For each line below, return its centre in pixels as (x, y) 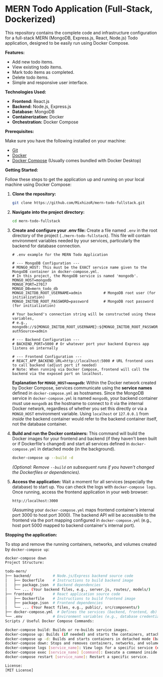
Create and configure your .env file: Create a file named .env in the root (85, 230)
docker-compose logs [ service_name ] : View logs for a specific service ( (81, 648)
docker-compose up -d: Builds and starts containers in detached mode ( (80, 639)
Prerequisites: (20, 131)
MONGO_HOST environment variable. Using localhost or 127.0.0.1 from (80, 413)
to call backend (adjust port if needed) (54, 365)
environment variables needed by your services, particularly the (76, 240)
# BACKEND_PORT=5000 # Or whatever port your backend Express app (81, 344)
